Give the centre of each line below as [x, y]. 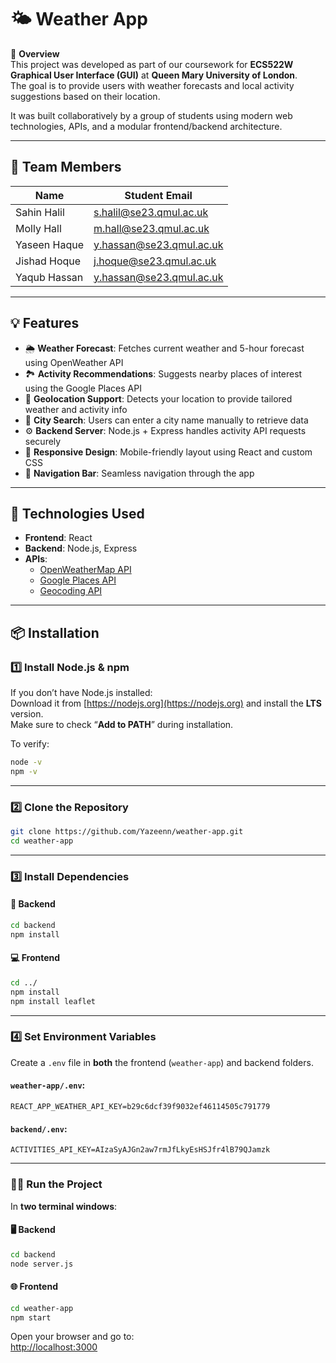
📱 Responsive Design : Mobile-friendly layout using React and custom [168, 452]
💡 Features [45, 323]
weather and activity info [76, 409]
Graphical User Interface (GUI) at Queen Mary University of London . [154, 75]
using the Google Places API [83, 388]
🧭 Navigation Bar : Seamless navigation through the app [139, 473]
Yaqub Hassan [49, 277]
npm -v [24, 771]
